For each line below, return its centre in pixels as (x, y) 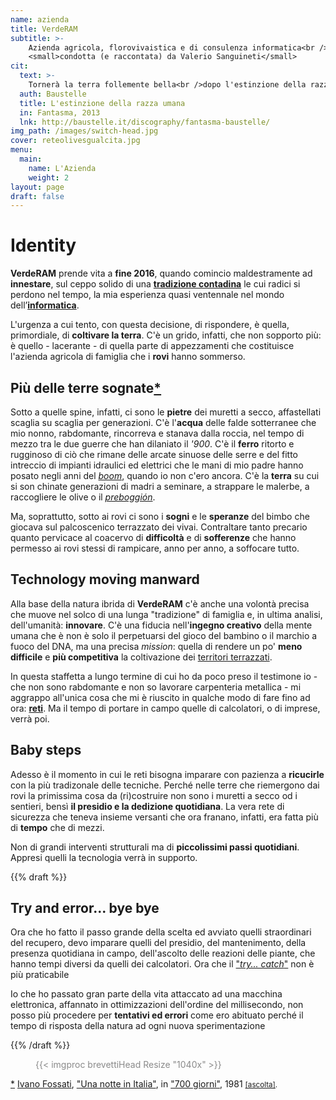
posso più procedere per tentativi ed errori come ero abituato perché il (157, 1015)
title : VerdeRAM (44, 29)
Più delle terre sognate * (86, 387)
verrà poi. (30, 718)
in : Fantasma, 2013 (60, 112)
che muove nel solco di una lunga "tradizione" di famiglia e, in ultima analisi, (166, 614)
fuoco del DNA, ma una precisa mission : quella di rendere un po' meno (156, 646)
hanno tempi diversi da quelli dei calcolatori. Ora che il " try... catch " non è (162, 964)
